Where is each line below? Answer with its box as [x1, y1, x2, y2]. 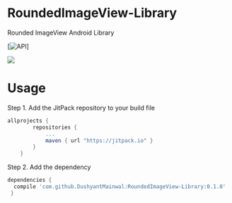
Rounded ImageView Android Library [7, 28, 115, 37]
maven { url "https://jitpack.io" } [45, 137, 153, 144]
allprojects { [7, 117, 50, 124]
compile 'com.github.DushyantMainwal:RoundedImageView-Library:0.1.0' [13, 183, 226, 190]
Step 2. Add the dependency [7, 163, 91, 171]
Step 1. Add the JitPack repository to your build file [7, 103, 156, 112]
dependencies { [7, 177, 52, 184]
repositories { [33, 124, 78, 131]
